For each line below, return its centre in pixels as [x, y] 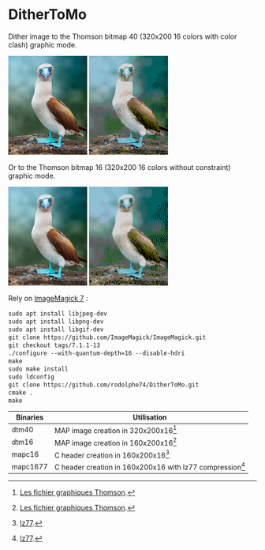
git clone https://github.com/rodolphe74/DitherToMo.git [104, 385]
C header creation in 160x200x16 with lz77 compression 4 [150, 466]
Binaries [30, 417]
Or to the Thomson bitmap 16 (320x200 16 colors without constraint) [119, 167]
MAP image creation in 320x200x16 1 [116, 430]
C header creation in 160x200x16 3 [112, 454]
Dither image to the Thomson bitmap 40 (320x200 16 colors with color [123, 36]
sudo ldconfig [32, 377]
